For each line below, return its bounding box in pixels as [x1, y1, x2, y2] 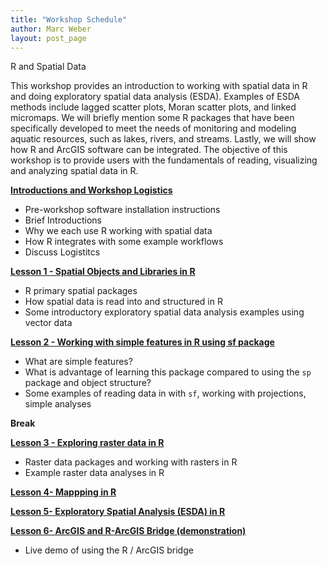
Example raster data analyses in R [24, 467, 165, 479]
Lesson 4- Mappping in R [10, 486, 117, 498]
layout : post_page [10, 33, 87, 43]
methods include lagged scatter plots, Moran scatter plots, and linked [10, 101, 297, 113]
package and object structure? [24, 377, 152, 389]
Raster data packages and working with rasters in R [24, 456, 238, 468]
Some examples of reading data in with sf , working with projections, [24, 387, 307, 400]
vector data [24, 317, 73, 329]
